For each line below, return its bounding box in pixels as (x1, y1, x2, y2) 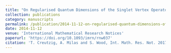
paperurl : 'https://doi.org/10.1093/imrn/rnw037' (5, 36, 113, 41)
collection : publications (5, 12, 60, 17)
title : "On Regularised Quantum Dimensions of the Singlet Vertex (5, 7, 149, 13)
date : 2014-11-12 (5, 26, 42, 31)
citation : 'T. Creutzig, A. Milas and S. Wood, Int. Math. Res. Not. (5, 40, 156, 45)
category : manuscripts (5, 17, 53, 22)
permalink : (5, 21, 28, 27)
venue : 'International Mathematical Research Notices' (5, 31, 124, 36)
